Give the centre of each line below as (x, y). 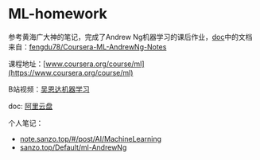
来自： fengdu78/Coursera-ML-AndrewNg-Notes (87, 47)
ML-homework (58, 14)
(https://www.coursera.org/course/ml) (71, 72)
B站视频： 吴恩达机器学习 (49, 89)
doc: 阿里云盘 (31, 106)
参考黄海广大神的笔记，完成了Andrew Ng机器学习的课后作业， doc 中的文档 (130, 37)
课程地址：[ (27, 64)
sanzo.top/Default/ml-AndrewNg (73, 147)
